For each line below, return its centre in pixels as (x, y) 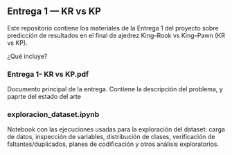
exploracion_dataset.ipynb (53, 115)
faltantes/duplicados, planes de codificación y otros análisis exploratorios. (113, 144)
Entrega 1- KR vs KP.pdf (48, 74)
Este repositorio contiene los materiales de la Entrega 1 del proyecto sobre (113, 28)
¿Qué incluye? (27, 56)
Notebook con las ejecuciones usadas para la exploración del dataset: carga (116, 129)
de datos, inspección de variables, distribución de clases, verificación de (111, 137)
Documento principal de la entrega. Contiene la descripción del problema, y (115, 89)
